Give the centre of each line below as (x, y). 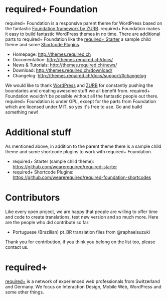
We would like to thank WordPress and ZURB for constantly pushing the (79, 85)
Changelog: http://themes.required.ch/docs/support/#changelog (79, 75)
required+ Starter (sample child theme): (53, 161)
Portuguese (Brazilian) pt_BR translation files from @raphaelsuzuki (81, 232)
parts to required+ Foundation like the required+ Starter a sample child (78, 39)
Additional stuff (38, 132)
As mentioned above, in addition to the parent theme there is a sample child (83, 146)
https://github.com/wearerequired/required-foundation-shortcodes (82, 177)
